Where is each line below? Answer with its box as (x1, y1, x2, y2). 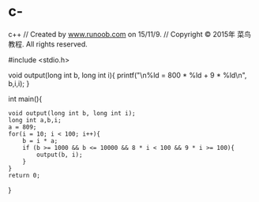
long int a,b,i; (8, 116, 62, 124)
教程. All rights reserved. (8, 39, 88, 49)
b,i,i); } (8, 78, 30, 88)
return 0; (8, 171, 41, 179)
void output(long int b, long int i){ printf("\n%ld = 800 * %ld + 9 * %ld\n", (8, 70, 247, 80)
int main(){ (8, 94, 43, 103)
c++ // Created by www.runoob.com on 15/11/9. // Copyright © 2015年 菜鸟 (8, 29, 251, 39)
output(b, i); (36, 151, 83, 159)
